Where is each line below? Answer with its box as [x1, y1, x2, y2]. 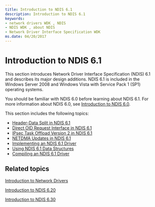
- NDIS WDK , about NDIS [5, 25, 55, 30]
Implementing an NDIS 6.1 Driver [12, 140, 77, 146]
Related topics [5, 165, 49, 173]
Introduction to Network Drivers [5, 177, 68, 183]
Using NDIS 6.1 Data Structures [12, 145, 74, 151]
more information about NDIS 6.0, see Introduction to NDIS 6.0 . [5, 101, 131, 107]
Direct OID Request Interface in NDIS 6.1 [12, 125, 92, 131]
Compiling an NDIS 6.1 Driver [12, 151, 70, 157]
